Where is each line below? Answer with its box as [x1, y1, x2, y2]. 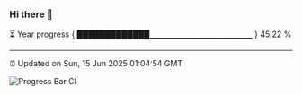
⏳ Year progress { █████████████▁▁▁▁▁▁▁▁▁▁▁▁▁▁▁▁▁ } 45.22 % [9, 29, 292, 39]
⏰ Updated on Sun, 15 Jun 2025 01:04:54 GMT [9, 58, 182, 69]
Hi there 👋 [9, 8, 54, 21]
